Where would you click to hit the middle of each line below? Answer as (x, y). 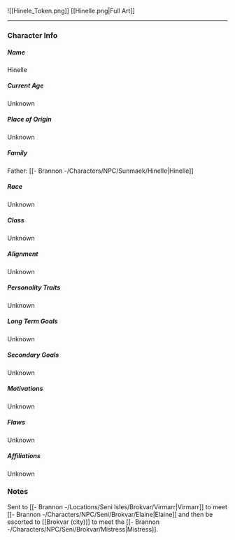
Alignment (23, 254)
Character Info (33, 35)
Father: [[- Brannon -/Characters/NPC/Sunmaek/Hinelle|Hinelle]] (100, 171)
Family (17, 153)
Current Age (26, 86)
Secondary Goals (33, 355)
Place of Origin (29, 120)
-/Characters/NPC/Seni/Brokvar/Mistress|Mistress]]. (83, 529)
